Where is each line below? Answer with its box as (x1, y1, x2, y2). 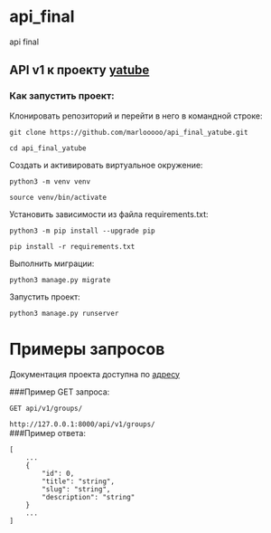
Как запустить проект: (9, 90, 115, 102)
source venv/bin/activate (9, 193, 107, 202)
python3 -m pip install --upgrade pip (9, 226, 155, 235)
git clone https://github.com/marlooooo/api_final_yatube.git (9, 128, 248, 137)
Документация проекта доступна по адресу (9, 368, 181, 379)
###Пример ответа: (9, 427, 86, 438)
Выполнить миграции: (9, 258, 95, 269)
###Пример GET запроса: (9, 386, 110, 397)
